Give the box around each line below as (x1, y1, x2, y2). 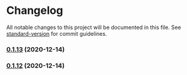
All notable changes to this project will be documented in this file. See (6, 24, 182, 31)
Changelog (6, 4, 63, 18)
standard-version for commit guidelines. (6, 30, 107, 37)
